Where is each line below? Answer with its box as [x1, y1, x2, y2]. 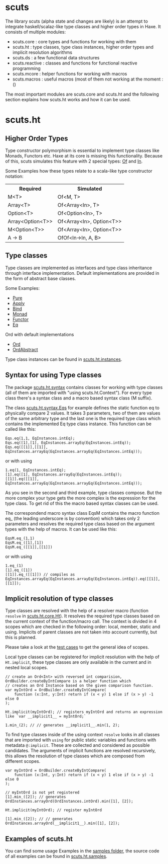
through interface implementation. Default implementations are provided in [5, 270, 159, 276]
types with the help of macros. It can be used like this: [5, 526, 117, 532]
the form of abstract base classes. [5, 275, 76, 281]
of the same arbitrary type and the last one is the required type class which [5, 415, 160, 421]
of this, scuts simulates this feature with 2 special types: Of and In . [5, 158, 143, 164]
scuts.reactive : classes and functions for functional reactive [12, 60, 137, 66]
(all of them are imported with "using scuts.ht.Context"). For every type [5, 389, 152, 396]
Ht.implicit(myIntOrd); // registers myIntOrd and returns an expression [5, 710, 163, 715]
